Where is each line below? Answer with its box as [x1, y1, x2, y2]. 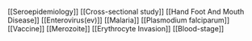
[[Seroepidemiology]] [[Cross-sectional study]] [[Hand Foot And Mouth [7, 7, 245, 16]
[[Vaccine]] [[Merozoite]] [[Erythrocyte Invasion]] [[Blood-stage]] [7, 24, 225, 33]
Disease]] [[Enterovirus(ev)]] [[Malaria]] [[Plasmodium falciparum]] [7, 15, 230, 25]
